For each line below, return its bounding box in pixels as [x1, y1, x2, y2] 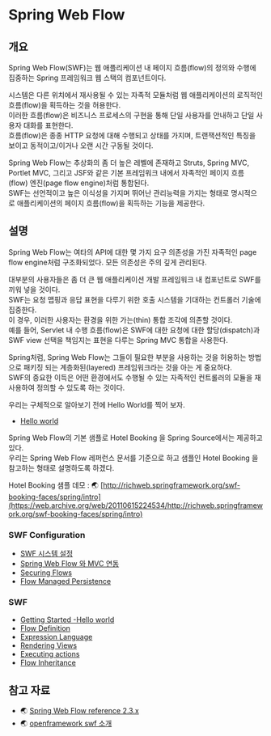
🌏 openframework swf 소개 [19, 718, 112, 729]
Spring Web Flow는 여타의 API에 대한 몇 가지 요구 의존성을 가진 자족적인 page [8, 247, 257, 256]
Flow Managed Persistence [19, 577, 112, 586]
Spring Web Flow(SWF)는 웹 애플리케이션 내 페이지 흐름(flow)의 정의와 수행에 [8, 63, 256, 72]
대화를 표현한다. [23, 121, 74, 130]
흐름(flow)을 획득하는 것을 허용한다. [8, 100, 121, 110]
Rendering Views [19, 641, 78, 650]
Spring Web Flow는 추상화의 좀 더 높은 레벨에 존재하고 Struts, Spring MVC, [8, 158, 249, 167]
